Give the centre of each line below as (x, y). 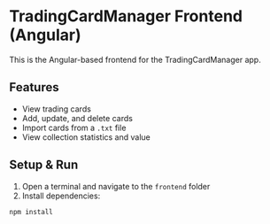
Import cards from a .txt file (74, 127)
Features (34, 87)
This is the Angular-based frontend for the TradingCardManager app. (135, 59)
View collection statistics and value (86, 137)
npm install (31, 212)
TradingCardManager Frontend (126, 16)
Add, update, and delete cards (77, 118)
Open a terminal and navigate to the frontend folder (116, 186)
